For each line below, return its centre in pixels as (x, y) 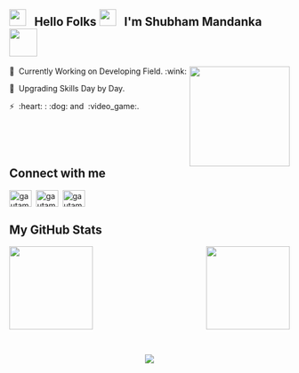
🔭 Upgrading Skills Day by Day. (67, 88)
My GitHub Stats (56, 230)
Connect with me (58, 174)
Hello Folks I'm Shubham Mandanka (148, 22)
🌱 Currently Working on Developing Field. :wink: (98, 71)
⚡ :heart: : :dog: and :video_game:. (74, 106)
